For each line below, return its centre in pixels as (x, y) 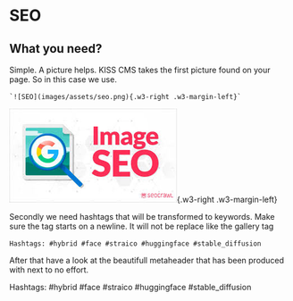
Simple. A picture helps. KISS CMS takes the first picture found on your (140, 70)
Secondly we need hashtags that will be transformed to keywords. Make (142, 217)
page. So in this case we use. (63, 79)
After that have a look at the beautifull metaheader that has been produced (146, 260)
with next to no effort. (49, 270)
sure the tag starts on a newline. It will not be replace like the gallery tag (142, 226)
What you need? (56, 49)
